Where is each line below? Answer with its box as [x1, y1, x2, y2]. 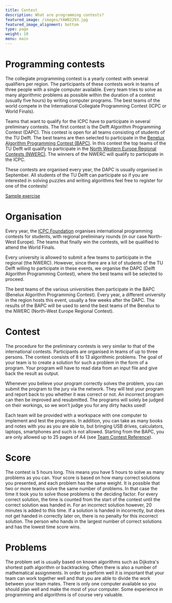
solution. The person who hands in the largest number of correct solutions [5, 518, 162, 524]
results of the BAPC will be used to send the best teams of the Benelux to [5, 302, 160, 309]
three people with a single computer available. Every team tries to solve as [5, 86, 162, 93]
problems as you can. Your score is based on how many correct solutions [5, 474, 160, 481]
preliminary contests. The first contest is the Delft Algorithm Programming [5, 123, 161, 130]
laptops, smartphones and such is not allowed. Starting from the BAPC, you [5, 428, 165, 435]
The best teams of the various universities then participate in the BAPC [5, 286, 155, 292]
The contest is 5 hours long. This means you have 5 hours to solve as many [5, 469, 165, 475]
